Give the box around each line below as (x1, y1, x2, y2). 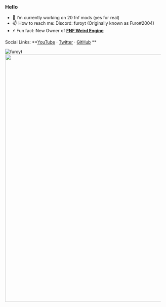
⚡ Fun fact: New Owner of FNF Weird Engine (12, 28, 104, 34)
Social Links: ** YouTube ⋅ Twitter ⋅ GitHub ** (5, 39, 97, 45)
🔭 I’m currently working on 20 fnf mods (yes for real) (12, 15, 120, 21)
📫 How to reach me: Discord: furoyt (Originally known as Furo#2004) (12, 20, 155, 26)
